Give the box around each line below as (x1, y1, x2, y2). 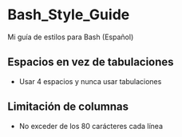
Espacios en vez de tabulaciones (7, 55, 174, 69)
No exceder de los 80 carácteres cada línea (18, 121, 164, 131)
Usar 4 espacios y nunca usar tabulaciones (18, 76, 162, 86)
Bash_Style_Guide (7, 6, 130, 24)
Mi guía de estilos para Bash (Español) (7, 32, 134, 42)
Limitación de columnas (7, 100, 129, 114)
